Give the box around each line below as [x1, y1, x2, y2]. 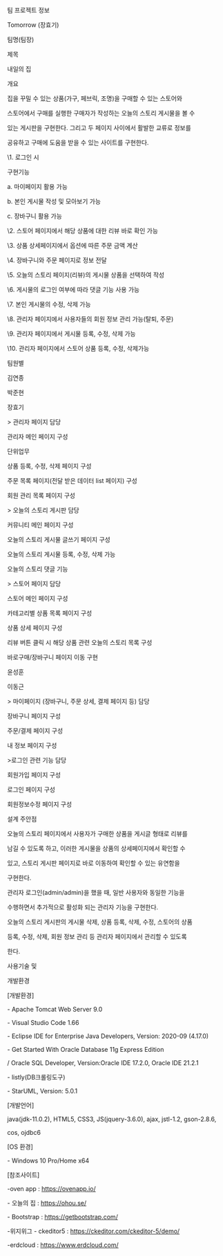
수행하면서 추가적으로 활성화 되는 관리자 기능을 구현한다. [7, 903, 159, 911]
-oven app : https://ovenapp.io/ [7, 1185, 96, 1192]
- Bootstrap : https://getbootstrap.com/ [7, 1213, 119, 1221]
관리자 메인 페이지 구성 [7, 433, 68, 441]
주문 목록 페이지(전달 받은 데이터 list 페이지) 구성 [7, 477, 138, 484]
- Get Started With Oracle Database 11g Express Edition [7, 1046, 164, 1053]
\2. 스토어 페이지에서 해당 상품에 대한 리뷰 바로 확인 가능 [7, 227, 159, 235]
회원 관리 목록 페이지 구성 [7, 491, 76, 500]
